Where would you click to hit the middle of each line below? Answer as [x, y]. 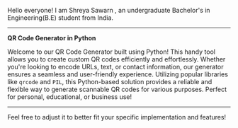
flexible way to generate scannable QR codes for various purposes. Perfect [117, 89]
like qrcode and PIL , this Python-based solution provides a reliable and [110, 82]
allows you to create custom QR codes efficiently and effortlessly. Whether [117, 59]
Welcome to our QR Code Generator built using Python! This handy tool [112, 52]
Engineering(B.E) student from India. [61, 18]
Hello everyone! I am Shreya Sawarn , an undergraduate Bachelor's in [109, 10]
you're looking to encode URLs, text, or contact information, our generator [116, 67]
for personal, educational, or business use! [70, 97]
